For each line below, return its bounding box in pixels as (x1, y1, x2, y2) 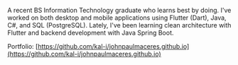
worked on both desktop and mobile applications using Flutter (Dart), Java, (7, 13, 227, 22)
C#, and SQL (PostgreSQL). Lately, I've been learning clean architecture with (7, 21, 232, 29)
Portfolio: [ (7, 42, 38, 50)
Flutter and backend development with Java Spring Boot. (7, 28, 174, 37)
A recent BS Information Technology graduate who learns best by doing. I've (7, 6, 232, 14)
